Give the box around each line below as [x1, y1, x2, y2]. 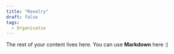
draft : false [6, 14, 38, 20]
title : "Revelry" [6, 8, 49, 15]
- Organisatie [11, 25, 46, 31]
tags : [6, 19, 19, 25]
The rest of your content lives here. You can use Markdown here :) [6, 41, 169, 48]
